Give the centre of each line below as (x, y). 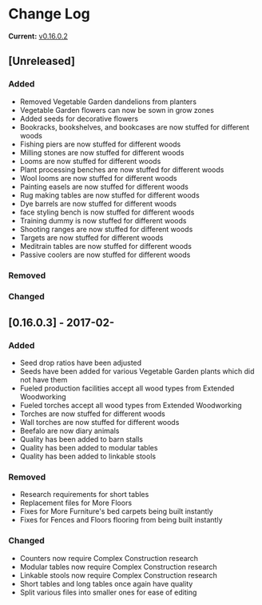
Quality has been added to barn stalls (81, 439)
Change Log (49, 14)
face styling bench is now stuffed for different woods (107, 212)
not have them (44, 380)
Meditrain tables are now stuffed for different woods (105, 246)
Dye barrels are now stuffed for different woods (98, 203)
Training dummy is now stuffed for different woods (103, 220)
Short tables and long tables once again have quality (106, 583)
